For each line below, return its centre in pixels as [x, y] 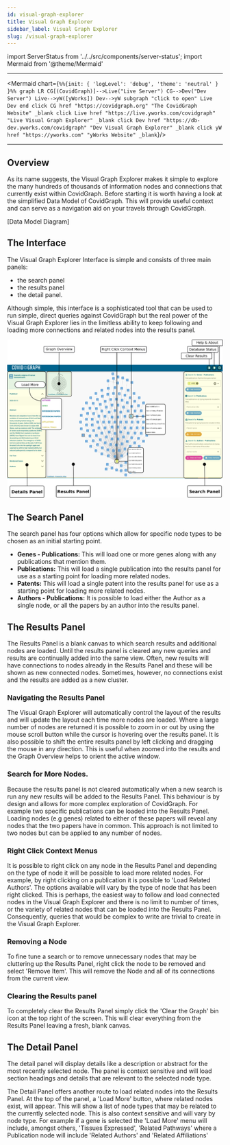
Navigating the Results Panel [56, 698]
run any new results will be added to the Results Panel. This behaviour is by [114, 796]
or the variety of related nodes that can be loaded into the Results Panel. [109, 909]
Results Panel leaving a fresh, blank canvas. [69, 1026]
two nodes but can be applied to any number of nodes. [85, 833]
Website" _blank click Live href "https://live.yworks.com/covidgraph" [111, 113]
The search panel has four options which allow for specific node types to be [115, 534]
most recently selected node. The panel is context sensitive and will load [110, 1071]
